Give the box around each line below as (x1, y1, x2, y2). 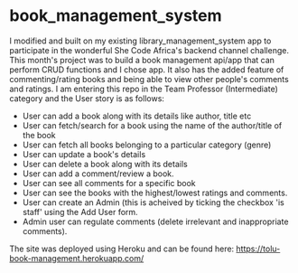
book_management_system (9, 5, 223, 26)
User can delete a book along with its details (22, 158, 188, 169)
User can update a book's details (22, 148, 146, 159)
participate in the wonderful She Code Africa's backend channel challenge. (9, 44, 289, 55)
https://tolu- (236, 243, 281, 254)
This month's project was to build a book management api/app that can (9, 54, 275, 65)
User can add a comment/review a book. (22, 168, 174, 179)
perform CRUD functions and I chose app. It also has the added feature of (9, 64, 284, 75)
